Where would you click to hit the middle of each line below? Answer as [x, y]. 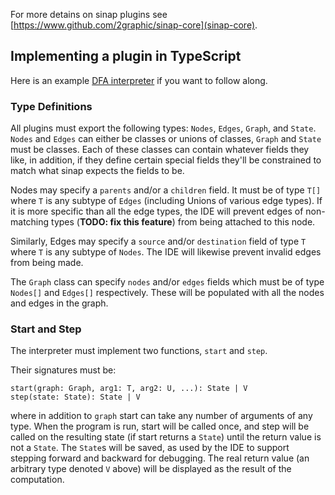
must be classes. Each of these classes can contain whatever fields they [160, 150]
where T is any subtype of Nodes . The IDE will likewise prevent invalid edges [166, 252]
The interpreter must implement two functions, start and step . [139, 351]
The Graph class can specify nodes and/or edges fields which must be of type [167, 282]
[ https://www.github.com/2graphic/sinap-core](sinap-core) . [134, 25]
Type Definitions [51, 106]
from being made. [47, 263]
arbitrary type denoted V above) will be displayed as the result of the [151, 469]
